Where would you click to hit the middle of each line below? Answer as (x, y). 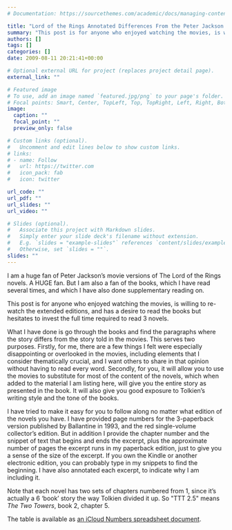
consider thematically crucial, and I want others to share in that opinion (108, 361)
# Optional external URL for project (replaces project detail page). (111, 71)
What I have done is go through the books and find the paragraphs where (112, 331)
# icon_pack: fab (35, 173)
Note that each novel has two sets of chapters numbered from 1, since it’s (112, 491)
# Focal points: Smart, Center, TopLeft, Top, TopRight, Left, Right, (111, 102)
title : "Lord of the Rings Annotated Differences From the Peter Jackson (116, 26)
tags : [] (20, 46)
